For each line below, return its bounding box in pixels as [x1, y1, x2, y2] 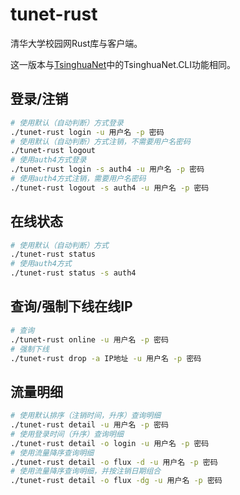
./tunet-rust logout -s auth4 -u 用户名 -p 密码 [10, 183, 210, 193]
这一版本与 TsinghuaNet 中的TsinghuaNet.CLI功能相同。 [10, 58, 237, 70]
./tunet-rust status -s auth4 [10, 268, 137, 278]
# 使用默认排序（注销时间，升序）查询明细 [10, 411, 162, 421]
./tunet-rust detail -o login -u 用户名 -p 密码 [10, 438, 210, 448]
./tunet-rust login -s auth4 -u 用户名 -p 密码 [10, 164, 205, 175]
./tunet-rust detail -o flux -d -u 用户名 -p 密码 [10, 457, 218, 467]
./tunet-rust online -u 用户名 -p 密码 [10, 334, 169, 345]
